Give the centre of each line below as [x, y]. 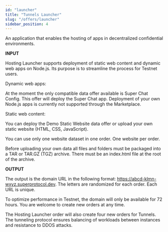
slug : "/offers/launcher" [32, 19]
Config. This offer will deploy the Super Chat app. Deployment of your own [82, 99]
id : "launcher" [21, 10]
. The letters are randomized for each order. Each [106, 184]
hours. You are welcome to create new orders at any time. [65, 205]
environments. [20, 44]
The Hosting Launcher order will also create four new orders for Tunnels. [81, 214]
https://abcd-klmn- [137, 179]
